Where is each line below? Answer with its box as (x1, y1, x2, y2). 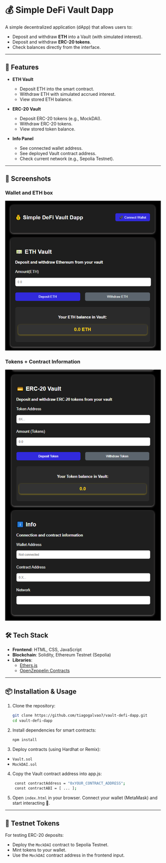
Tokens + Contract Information (5, 358, 81, 365)
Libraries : (12, 657, 33, 663)
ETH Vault (12, 76, 34, 82)
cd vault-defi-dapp (12, 718, 53, 723)
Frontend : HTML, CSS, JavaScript (12, 647, 82, 653)
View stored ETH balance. (19, 96, 73, 102)
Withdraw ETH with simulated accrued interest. (19, 91, 116, 97)
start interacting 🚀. (12, 800, 50, 806)
